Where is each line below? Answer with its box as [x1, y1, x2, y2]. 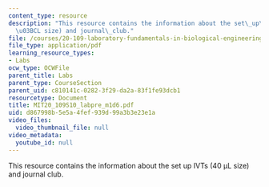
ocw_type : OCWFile [8, 64, 70, 72]
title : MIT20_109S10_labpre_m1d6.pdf [8, 101, 134, 109]
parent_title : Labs [8, 71, 74, 79]
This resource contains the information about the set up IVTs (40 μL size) [8, 161, 250, 170]
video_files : [8, 116, 52, 124]
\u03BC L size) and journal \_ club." [15, 26, 134, 35]
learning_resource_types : [8, 49, 94, 57]
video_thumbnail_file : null [15, 124, 110, 132]
